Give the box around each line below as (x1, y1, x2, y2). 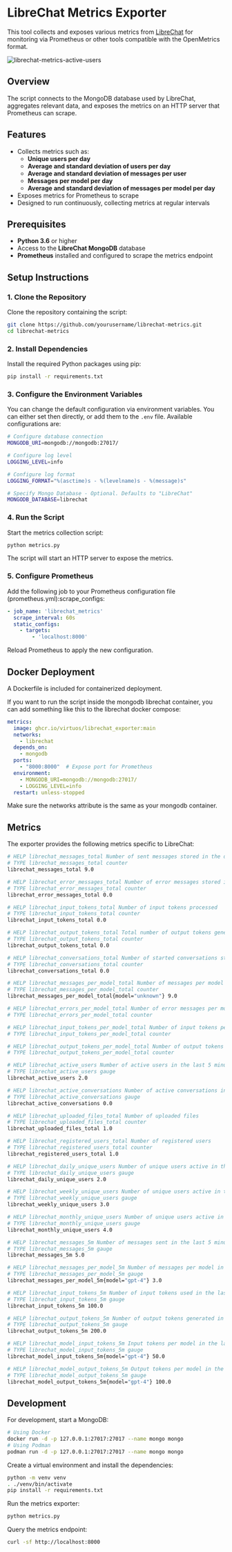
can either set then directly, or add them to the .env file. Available (7, 412, 193, 421)
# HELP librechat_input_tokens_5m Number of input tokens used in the (7, 1290, 215, 1296)
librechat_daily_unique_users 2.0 (7, 1176, 107, 1182)
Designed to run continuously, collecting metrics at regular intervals (17, 198, 211, 207)
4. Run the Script (7, 512, 64, 522)
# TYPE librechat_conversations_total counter (7, 961, 144, 968)
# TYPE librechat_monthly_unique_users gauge (7, 1220, 140, 1227)
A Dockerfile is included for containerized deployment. (7, 684, 162, 692)
